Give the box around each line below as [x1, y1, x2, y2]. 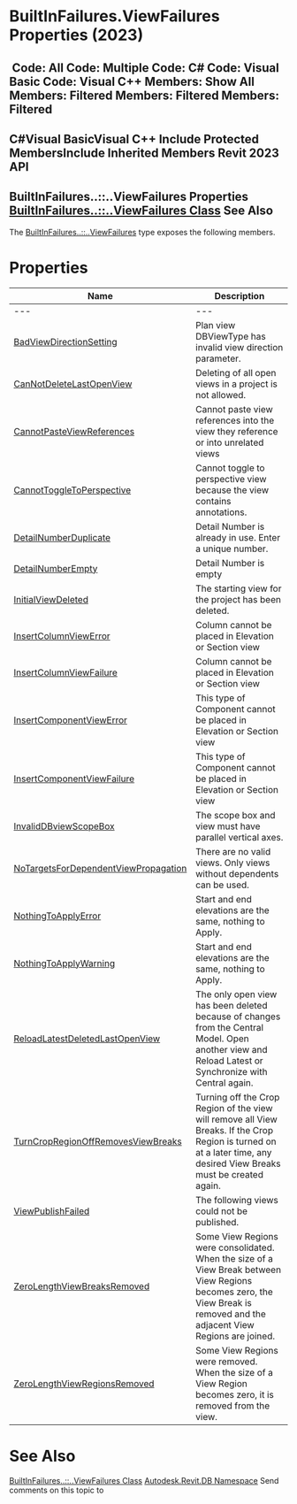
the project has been [195, 593, 281, 605]
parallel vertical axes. [195, 831, 284, 843]
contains [195, 495, 232, 507]
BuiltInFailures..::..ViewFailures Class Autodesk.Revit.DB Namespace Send [9, 1475, 279, 1485]
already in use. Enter [195, 531, 281, 543]
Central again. [195, 1077, 254, 1089]
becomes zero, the [195, 1285, 274, 1298]
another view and [195, 1043, 268, 1055]
